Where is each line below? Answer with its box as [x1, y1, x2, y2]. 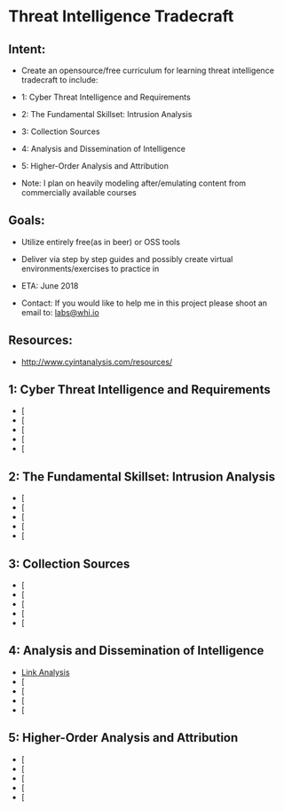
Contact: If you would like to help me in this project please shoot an [20, 298, 268, 308]
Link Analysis [20, 666, 70, 677]
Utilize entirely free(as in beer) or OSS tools [20, 236, 181, 247]
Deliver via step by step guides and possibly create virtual [20, 253, 233, 264]
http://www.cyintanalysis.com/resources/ [20, 356, 173, 367]
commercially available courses [20, 187, 137, 197]
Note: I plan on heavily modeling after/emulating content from [20, 178, 247, 188]
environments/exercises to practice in [20, 263, 160, 274]
